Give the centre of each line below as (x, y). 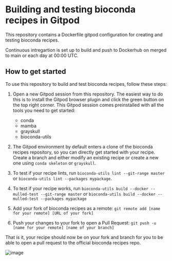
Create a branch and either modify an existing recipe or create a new (85, 157)
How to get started (36, 72)
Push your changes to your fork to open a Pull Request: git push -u (84, 222)
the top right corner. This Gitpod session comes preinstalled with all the (88, 105)
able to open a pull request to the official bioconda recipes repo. (73, 243)
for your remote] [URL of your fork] (53, 213)
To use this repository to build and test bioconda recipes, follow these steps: (86, 84)
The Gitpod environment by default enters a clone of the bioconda (83, 146)
